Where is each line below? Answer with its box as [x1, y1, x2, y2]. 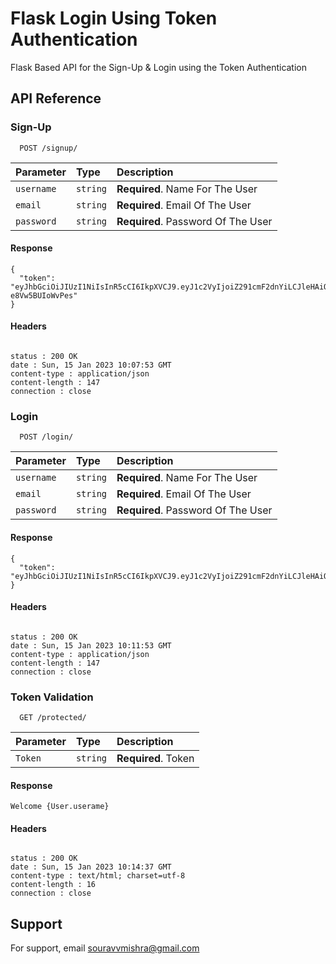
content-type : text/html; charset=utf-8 [10, 871, 186, 881]
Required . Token [116, 752, 195, 766]
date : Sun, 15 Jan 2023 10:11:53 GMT [10, 640, 172, 651]
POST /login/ [19, 432, 74, 442]
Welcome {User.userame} [10, 802, 110, 812]
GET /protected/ [19, 713, 87, 723]
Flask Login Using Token [10, 7, 218, 30]
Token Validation [10, 690, 94, 704]
